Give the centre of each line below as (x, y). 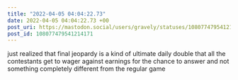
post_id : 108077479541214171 (50, 34)
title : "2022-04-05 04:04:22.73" (57, 14)
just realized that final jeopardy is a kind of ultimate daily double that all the (117, 54)
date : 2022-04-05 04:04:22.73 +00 (58, 21)
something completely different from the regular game (86, 69)
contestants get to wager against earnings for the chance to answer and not (118, 62)
